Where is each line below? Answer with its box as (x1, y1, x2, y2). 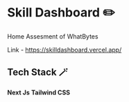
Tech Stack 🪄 (7, 66, 68, 79)
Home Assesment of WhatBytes (7, 32, 98, 41)
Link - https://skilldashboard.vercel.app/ (7, 45, 122, 54)
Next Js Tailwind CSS (7, 88, 71, 96)
